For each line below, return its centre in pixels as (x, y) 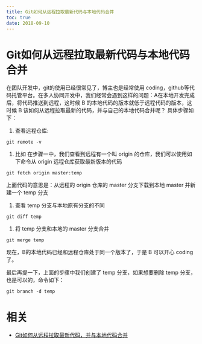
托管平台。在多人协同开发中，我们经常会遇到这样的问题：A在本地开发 (98, 95)
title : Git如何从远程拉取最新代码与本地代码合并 (60, 12)
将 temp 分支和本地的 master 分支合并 (62, 229)
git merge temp (25, 240)
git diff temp (24, 217)
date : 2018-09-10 (28, 23)
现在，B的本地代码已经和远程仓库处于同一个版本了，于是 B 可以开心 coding (100, 252)
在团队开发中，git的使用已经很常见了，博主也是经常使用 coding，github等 (98, 88)
